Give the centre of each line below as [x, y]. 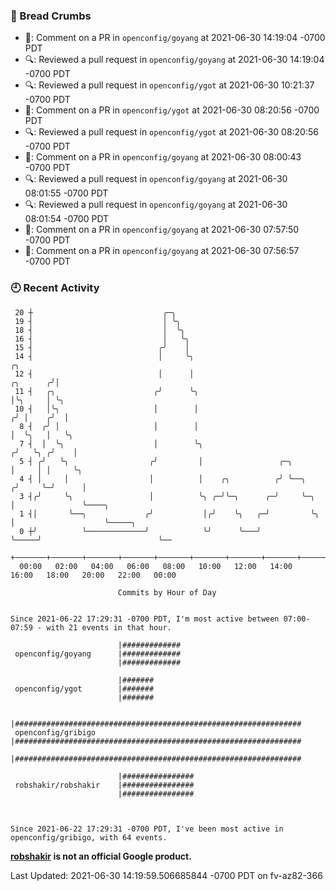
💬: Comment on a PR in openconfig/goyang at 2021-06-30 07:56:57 [162, 251]
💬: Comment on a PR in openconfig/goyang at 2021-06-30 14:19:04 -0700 [175, 38]
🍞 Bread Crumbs [51, 16]
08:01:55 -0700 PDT [66, 193]
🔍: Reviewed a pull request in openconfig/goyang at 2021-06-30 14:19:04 [174, 60]
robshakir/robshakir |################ [104, 785]
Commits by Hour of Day [167, 592]
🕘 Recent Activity [55, 288]
